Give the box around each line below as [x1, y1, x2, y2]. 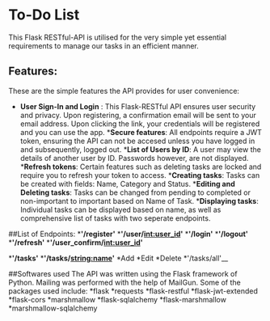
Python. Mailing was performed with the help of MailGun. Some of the [8, 277, 241, 287]
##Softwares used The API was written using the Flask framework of [8, 268, 238, 278]
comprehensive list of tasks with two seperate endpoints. [19, 213, 211, 223]
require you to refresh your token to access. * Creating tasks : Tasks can [19, 170, 260, 180]
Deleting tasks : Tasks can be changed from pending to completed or [19, 188, 251, 197]
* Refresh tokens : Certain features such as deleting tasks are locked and [19, 162, 262, 171]
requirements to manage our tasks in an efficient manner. [8, 40, 200, 50]
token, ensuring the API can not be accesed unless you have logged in [19, 136, 255, 146]
